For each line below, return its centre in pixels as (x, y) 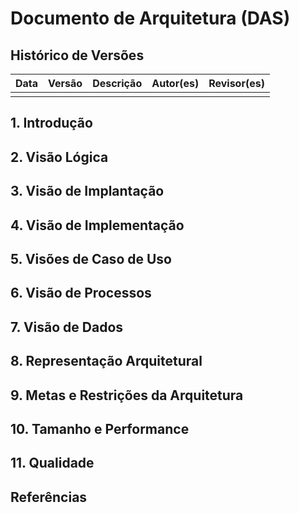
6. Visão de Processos (81, 293)
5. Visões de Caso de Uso (91, 258)
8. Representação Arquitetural (106, 361)
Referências (49, 497)
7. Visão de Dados (67, 327)
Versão (65, 83)
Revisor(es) (236, 83)
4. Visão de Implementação (97, 225)
